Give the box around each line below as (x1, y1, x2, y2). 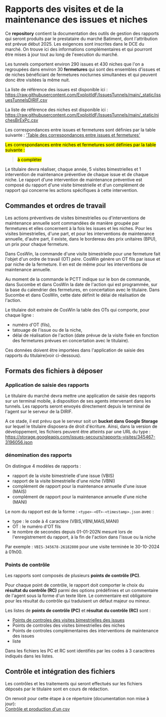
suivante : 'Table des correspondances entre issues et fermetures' (5, 132, 140, 138)
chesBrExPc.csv (5, 117, 39, 123)
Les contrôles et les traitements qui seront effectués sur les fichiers (5, 680, 142, 686)
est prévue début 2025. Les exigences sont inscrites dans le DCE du (5, 41, 144, 47)
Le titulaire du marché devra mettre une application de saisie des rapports (5, 393, 156, 399)
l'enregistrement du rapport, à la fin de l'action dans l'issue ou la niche (12, 534, 156, 540)
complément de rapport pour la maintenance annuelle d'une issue (12, 483, 147, 489)
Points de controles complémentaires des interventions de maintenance (12, 628, 159, 634)
